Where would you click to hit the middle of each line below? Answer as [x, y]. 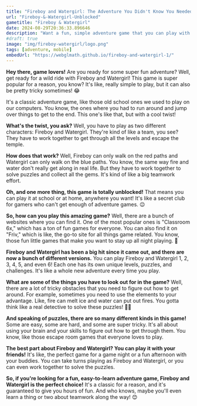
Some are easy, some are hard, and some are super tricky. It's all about [92, 324]
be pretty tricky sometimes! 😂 [43, 90]
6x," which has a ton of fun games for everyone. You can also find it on [92, 228]
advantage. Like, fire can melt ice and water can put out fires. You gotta [93, 301]
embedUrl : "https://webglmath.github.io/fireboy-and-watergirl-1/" [90, 55]
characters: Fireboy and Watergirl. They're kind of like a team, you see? [92, 132]
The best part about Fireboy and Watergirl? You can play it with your [91, 348]
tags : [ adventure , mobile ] [39, 50]
